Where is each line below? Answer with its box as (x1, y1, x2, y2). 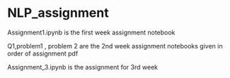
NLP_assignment (7, 5, 109, 21)
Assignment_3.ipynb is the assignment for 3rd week (7, 63, 158, 71)
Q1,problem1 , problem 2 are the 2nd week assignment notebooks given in (7, 41, 223, 50)
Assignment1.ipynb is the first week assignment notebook (7, 28, 176, 37)
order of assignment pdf (7, 49, 79, 58)
